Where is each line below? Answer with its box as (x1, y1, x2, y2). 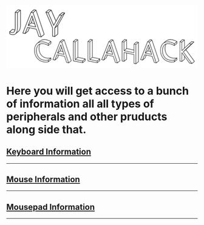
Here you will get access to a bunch (6, 84, 189, 98)
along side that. (6, 123, 87, 136)
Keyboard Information (6, 147, 92, 157)
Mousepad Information (6, 202, 95, 212)
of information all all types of (6, 96, 154, 110)
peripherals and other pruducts (6, 110, 168, 123)
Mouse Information (6, 174, 80, 184)
